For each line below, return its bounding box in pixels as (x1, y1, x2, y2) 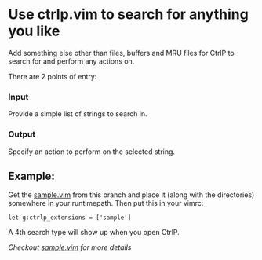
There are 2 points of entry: (8, 71, 97, 81)
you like (8, 22, 60, 40)
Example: (8, 169, 55, 182)
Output (8, 129, 36, 140)
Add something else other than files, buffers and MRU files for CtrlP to (8, 48, 235, 57)
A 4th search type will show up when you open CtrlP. (8, 228, 180, 237)
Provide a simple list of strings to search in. (8, 109, 147, 119)
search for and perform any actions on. (8, 57, 135, 66)
